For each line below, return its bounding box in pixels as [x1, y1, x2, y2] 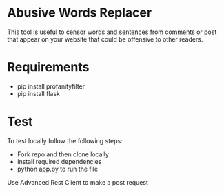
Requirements [7, 59, 90, 75]
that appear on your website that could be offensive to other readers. [7, 35, 203, 43]
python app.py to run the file [17, 165, 99, 173]
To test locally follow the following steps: [7, 136, 123, 145]
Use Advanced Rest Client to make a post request [7, 178, 148, 186]
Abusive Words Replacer [7, 5, 152, 21]
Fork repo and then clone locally [17, 150, 109, 158]
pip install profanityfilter [17, 82, 85, 91]
